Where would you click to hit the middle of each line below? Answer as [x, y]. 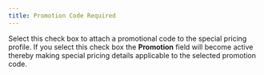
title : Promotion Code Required [62, 16]
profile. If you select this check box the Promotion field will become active [131, 47]
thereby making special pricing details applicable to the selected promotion [132, 55]
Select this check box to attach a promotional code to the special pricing [128, 38]
